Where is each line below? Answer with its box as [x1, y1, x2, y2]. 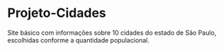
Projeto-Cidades [7, 5, 106, 21]
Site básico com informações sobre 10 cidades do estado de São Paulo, [7, 28, 217, 37]
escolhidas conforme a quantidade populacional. [7, 35, 150, 44]
